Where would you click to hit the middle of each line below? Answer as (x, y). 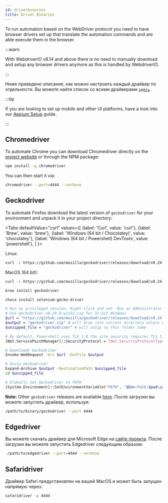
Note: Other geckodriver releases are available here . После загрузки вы (80, 396)
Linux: (11, 253)
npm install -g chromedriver (35, 166)
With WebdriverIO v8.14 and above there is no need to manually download (81, 59)
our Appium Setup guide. (31, 114)
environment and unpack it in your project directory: (59, 218)
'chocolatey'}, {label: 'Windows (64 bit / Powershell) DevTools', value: (77, 238)
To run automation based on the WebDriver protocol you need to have (77, 29)
